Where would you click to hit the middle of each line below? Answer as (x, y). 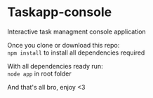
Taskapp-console (60, 12)
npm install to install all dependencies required (76, 52)
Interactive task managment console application (76, 31)
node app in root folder (39, 73)
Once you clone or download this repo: (64, 45)
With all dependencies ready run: (55, 66)
